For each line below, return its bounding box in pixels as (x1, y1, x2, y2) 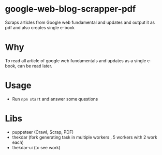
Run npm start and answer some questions (12, 96, 98, 102)
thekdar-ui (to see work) (12, 144, 60, 150)
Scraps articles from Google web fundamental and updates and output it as (5, 19, 155, 25)
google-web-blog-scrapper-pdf (5, 3, 136, 15)
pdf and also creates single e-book (5, 24, 75, 30)
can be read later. (17, 63, 52, 69)
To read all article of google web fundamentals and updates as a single (5, 57, 147, 64)
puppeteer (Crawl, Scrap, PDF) (12, 129, 74, 135)
